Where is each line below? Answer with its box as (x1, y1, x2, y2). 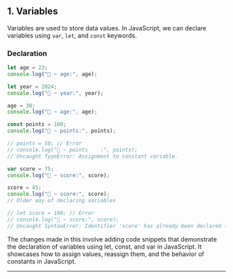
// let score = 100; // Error (7, 210, 95, 217)
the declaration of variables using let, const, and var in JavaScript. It (7, 242, 202, 251)
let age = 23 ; (7, 64, 49, 71)
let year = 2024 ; (7, 83, 58, 90)
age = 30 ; (7, 102, 36, 109)
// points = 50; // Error (7, 140, 82, 147)
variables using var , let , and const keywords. (7, 31, 137, 39)
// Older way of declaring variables (7, 197, 116, 204)
